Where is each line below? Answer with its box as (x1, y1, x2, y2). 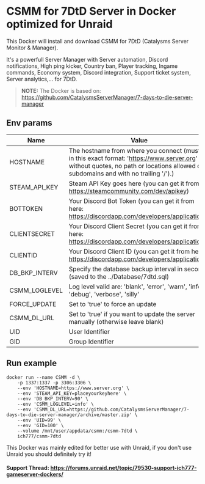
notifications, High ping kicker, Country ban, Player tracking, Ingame (6, 62, 178, 70)
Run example (6, 358, 57, 369)
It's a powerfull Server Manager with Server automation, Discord (6, 56, 168, 63)
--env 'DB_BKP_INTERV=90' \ (17, 395, 88, 402)
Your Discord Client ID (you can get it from (68, 247, 190, 255)
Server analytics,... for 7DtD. (6, 75, 77, 82)
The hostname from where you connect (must (68, 146, 200, 155)
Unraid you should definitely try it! (6, 450, 92, 458)
